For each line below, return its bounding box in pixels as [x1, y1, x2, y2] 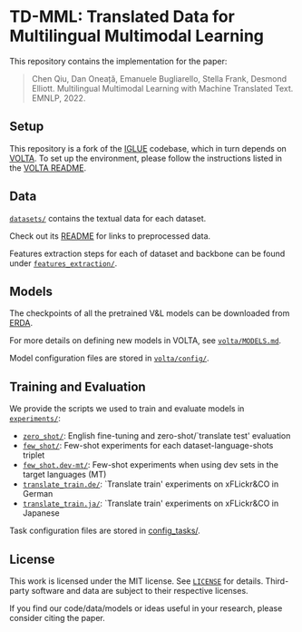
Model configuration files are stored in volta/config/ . [9, 352, 210, 364]
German [22, 489, 54, 499]
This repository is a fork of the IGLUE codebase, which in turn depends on [9, 143, 287, 153]
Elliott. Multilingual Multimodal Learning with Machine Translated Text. [31, 83, 294, 94]
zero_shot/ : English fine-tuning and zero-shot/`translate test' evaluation [22, 430, 291, 441]
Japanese [22, 508, 61, 518]
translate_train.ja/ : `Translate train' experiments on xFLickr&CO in [22, 498, 279, 509]
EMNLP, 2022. [31, 93, 86, 104]
